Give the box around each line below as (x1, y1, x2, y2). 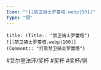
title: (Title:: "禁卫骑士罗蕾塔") (6, 32, 90, 38)
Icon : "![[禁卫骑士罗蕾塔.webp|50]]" (6, 9, 96, 15)
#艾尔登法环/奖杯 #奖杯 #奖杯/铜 (6, 57, 88, 64)
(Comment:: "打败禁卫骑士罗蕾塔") (6, 45, 86, 52)
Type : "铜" (6, 15, 33, 21)
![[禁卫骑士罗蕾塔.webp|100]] (6, 39, 77, 45)
